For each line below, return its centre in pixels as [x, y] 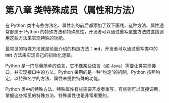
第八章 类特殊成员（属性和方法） [73, 10]
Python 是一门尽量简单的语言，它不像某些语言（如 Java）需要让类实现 [78, 66]
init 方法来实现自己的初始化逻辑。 [40, 55]
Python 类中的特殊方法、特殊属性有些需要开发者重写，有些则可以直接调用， [84, 89]
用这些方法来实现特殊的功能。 [36, 38]
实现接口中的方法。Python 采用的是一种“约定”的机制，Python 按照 [87, 72]
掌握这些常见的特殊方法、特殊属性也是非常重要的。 [58, 95]
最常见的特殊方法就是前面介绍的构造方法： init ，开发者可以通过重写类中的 [81, 48]
